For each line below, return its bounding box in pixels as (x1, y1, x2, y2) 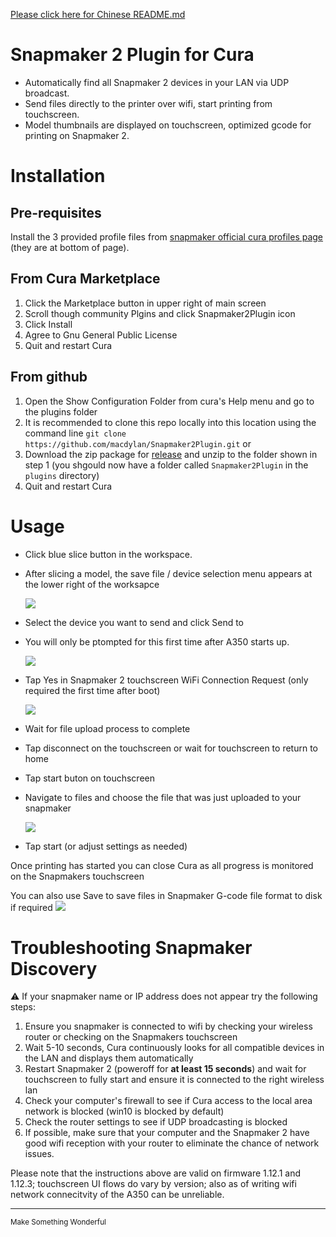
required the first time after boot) (24, 684, 161, 696)
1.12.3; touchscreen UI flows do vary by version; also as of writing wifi (10, 1178, 297, 1190)
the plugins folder (24, 405, 98, 418)
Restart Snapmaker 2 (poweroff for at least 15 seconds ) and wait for (24, 1063, 307, 1075)
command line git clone (24, 427, 127, 439)
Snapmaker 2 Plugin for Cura (10, 44, 255, 66)
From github (10, 369, 88, 386)
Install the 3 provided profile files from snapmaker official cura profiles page (10, 230, 324, 243)
